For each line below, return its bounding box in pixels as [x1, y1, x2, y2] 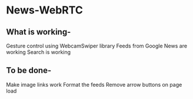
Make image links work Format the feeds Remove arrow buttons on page [6, 81, 182, 88]
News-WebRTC [6, 4, 84, 17]
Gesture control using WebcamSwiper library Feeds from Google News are [6, 42, 187, 49]
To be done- [6, 66, 52, 76]
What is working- [6, 27, 71, 37]
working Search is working [6, 49, 71, 56]
